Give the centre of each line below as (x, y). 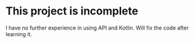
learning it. (19, 34)
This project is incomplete (72, 11)
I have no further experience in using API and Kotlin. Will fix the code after (97, 28)
